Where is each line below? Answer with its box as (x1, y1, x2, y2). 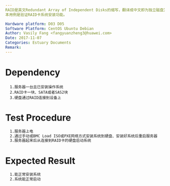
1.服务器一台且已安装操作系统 (10, 84, 64, 89)
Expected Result (5, 155, 76, 167)
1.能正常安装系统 (10, 172, 41, 177)
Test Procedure (5, 112, 71, 123)
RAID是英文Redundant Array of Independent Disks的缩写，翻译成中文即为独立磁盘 (5, 7, 164, 13)
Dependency (5, 66, 61, 78)
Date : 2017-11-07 (5, 35, 42, 41)
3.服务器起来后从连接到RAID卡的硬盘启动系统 (10, 138, 92, 143)
